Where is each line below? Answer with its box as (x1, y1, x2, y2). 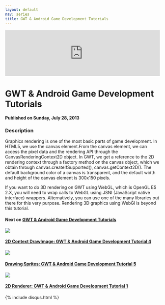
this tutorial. (5, 205, 29, 212)
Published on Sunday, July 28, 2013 (5, 115, 80, 121)
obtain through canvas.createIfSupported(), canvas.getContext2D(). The (5, 164, 152, 170)
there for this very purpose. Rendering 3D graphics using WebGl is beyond (5, 200, 156, 206)
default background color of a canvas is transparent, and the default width (5, 170, 156, 176)
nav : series (5, 12, 29, 17)
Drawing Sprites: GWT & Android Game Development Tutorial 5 (5, 261, 137, 267)
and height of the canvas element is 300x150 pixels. (5, 175, 110, 181)
